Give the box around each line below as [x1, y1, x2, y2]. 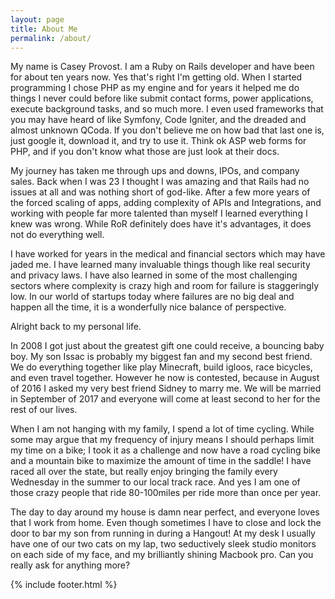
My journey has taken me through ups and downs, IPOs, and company [10, 165, 300, 177]
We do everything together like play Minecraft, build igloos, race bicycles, [10, 361, 313, 373]
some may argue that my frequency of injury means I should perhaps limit [10, 434, 315, 446]
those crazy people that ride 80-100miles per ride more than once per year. [10, 487, 322, 499]
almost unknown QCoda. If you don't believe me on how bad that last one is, [10, 124, 325, 136]
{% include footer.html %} [10, 579, 118, 591]
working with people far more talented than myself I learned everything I [10, 207, 308, 220]
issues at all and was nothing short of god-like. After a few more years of [10, 186, 311, 198]
